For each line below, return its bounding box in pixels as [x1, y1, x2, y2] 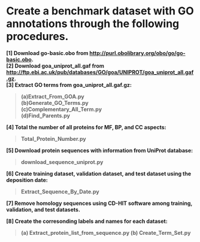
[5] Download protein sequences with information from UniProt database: [6, 147, 193, 154]
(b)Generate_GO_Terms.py [20, 99, 89, 106]
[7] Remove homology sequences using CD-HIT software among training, [6, 199, 193, 207]
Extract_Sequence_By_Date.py [20, 187, 100, 195]
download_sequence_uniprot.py [20, 158, 104, 165]
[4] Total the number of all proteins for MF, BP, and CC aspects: [6, 123, 166, 131]
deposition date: [6, 176, 48, 183]
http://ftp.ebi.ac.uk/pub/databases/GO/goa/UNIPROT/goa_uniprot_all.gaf [6, 68, 194, 75]
